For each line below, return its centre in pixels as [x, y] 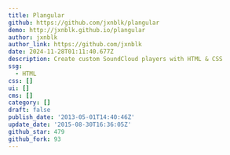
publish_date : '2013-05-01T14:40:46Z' [71, 117]
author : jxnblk [33, 37]
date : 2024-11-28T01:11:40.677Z [61, 52]
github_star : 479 [37, 132]
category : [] [29, 103]
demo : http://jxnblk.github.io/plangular [77, 30]
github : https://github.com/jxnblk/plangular [84, 23]
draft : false [29, 110]
